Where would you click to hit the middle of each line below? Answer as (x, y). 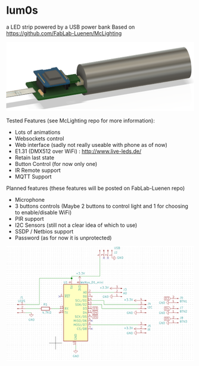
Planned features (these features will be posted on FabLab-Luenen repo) (96, 188)
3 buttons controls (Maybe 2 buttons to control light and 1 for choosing (102, 206)
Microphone (29, 200)
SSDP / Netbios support (44, 232)
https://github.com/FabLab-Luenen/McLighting (64, 33)
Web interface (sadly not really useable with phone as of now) (91, 145)
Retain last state (35, 158)
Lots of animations (38, 133)
